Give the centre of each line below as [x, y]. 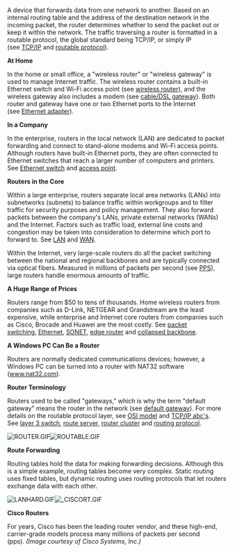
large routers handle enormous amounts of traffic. [79, 275]
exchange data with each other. [53, 486]
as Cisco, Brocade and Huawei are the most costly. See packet [97, 325]
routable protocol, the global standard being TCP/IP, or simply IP [99, 40]
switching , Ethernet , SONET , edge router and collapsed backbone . [103, 332]
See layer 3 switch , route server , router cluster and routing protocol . [104, 423]
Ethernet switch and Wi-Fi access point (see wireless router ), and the [106, 89]
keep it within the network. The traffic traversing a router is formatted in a [112, 32]
